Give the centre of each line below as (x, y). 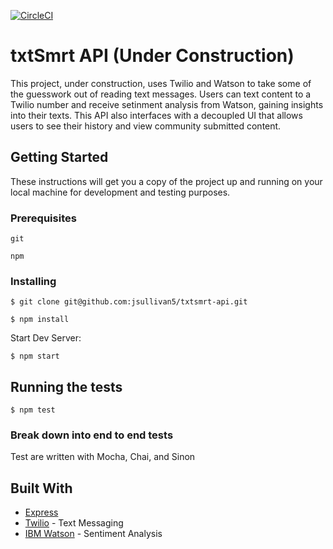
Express (41, 512)
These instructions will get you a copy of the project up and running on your (166, 181)
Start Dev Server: (46, 338)
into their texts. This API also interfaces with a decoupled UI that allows (156, 115)
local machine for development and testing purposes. (120, 192)
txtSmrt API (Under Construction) (152, 56)
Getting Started (59, 157)
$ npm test (33, 410)
